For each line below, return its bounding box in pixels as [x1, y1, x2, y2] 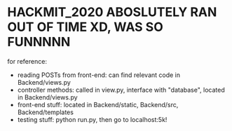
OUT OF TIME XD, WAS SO [7, 19, 163, 35]
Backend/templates [17, 108, 74, 116]
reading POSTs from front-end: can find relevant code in [17, 71, 181, 79]
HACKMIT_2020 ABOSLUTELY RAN [7, 4, 217, 20]
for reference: [7, 57, 48, 65]
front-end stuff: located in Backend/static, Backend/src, [17, 100, 179, 109]
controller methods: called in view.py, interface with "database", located [17, 85, 226, 94]
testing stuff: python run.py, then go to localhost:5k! [17, 115, 168, 123]
